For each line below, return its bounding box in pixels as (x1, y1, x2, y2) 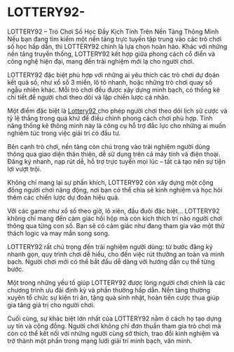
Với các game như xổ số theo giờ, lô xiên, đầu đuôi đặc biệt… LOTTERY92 (7, 206, 220, 215)
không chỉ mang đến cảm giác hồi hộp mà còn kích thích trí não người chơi (7, 214, 223, 223)
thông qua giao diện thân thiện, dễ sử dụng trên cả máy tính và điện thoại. (7, 150, 221, 158)
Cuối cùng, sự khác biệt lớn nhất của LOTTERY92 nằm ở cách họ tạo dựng (7, 314, 222, 323)
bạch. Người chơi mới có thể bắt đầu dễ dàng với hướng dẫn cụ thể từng (7, 257, 215, 266)
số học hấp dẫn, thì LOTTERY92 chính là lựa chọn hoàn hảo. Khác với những (7, 42, 228, 50)
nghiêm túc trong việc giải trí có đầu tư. (7, 129, 121, 137)
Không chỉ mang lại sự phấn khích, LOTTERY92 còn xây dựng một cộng (7, 178, 214, 186)
